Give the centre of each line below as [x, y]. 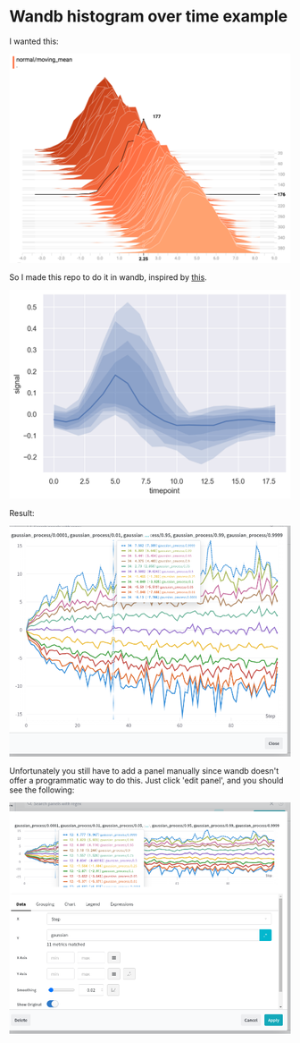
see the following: [42, 790]
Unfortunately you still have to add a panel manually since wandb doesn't [144, 771]
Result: [22, 513]
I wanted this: [34, 41]
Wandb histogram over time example [149, 17]
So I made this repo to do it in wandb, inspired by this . [108, 277]
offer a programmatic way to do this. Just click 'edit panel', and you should [146, 781]
